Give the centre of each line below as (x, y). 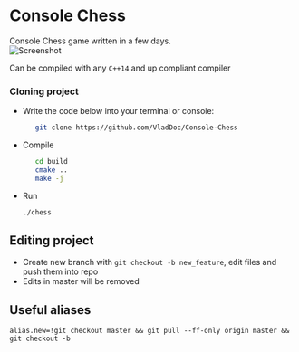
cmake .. (51, 170)
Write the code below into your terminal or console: (118, 111)
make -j (49, 178)
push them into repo (60, 271)
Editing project (52, 240)
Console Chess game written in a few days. (91, 41)
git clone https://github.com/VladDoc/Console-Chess (136, 128)
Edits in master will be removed (81, 281)
